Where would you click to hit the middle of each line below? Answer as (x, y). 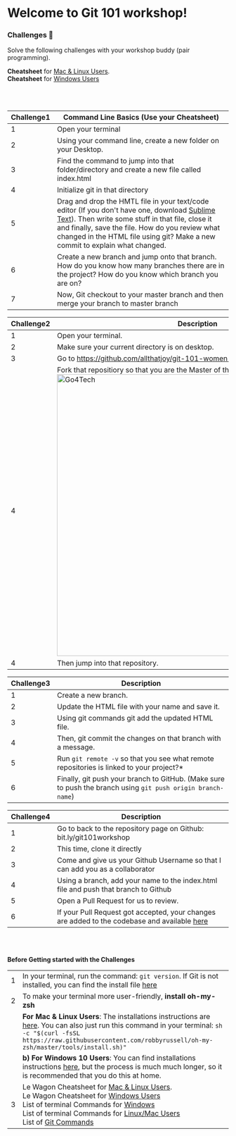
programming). (29, 58)
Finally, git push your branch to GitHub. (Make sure (141, 779)
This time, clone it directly (99, 849)
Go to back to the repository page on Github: (131, 829)
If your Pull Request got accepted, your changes (137, 912)
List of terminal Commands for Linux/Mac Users (101, 1113)
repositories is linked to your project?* (120, 768)
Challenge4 (31, 817)
